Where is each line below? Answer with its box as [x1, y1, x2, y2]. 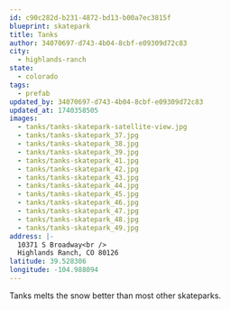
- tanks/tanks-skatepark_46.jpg [17, 198, 140, 208]
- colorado [17, 72, 59, 81]
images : [9, 114, 39, 123]
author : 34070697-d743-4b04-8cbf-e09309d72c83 [9, 38, 188, 48]
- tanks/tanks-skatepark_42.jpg [17, 164, 140, 174]
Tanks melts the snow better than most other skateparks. [9, 290, 222, 301]
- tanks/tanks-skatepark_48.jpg [17, 214, 140, 224]
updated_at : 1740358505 [9, 106, 99, 115]
